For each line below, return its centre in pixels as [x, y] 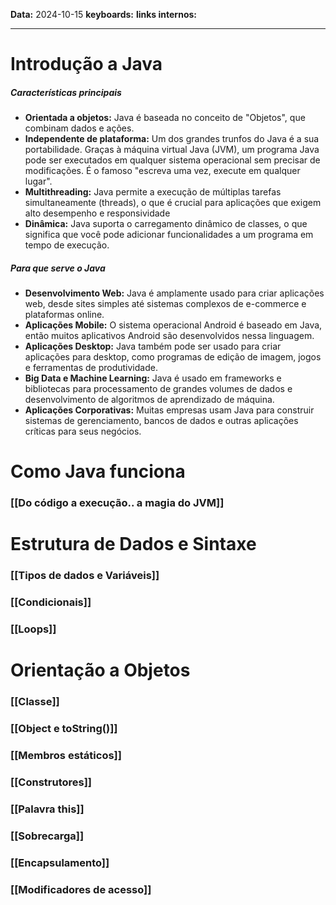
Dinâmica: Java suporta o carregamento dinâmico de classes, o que [166, 224]
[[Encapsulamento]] [60, 862]
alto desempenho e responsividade [97, 213]
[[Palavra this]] [47, 809]
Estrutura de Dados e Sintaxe [133, 544]
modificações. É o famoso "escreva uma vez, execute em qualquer [162, 171]
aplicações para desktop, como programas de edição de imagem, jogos [173, 357]
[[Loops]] [33, 629]
